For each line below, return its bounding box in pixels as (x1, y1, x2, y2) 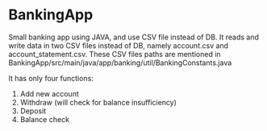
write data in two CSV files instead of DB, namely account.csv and (8, 40, 228, 50)
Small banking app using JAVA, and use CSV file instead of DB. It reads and (8, 32, 260, 42)
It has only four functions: (8, 73, 94, 83)
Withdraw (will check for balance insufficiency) (19, 97, 177, 107)
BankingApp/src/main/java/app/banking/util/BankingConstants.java (8, 58, 232, 68)
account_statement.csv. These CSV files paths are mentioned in (8, 49, 221, 59)
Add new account (19, 88, 79, 98)
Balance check (19, 114, 70, 124)
